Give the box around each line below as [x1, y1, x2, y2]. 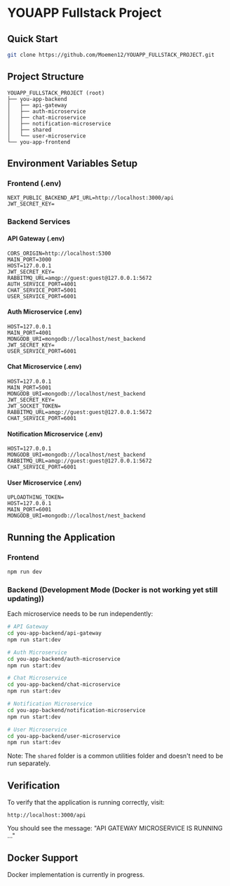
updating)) [7, 593, 44, 603]
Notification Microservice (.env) [7, 429, 103, 438]
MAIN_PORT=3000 [7, 256, 52, 263]
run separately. [7, 759, 51, 767]
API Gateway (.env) [7, 234, 65, 243]
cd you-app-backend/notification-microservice [7, 706, 146, 713]
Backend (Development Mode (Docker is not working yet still [7, 584, 218, 594]
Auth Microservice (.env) [7, 307, 83, 316]
